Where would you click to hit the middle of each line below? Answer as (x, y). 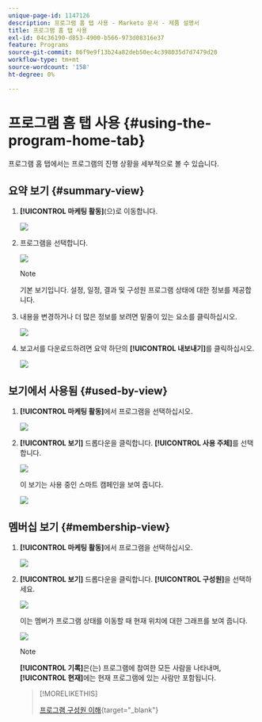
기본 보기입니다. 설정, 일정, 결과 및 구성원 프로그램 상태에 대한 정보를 (125, 290)
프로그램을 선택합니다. (54, 243)
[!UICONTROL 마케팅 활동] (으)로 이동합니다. (89, 212)
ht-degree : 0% (32, 74)
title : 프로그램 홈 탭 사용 (48, 30)
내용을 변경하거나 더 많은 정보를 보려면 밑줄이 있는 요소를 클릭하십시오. (128, 317)
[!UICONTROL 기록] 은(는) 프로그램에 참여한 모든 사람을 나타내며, (120, 668)
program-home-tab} (77, 140)
